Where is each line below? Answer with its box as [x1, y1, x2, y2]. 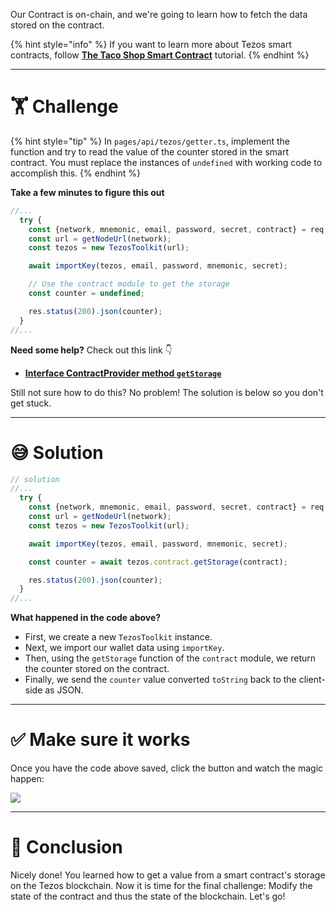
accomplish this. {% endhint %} [10, 167, 141, 179]
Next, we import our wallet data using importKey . [24, 642, 225, 654]
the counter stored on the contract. [24, 663, 170, 675]
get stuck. [10, 397, 52, 409]
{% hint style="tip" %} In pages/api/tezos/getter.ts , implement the [10, 135, 291, 147]
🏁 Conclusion [10, 836, 123, 859]
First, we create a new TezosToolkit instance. [24, 631, 213, 643]
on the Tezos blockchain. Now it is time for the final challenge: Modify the [10, 880, 313, 891]
